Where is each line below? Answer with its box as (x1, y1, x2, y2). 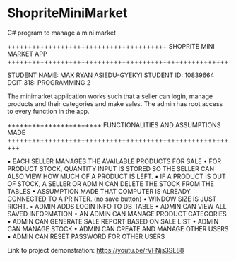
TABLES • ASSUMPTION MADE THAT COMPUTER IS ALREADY (7, 187, 191, 195)
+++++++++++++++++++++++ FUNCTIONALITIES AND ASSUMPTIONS (7, 120, 221, 129)
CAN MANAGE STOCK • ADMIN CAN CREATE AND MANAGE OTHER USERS (7, 224, 229, 233)
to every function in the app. (7, 107, 90, 115)
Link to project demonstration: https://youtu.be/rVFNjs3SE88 (7, 245, 184, 254)
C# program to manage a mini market (7, 28, 117, 37)
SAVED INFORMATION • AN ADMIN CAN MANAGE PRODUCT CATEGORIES (7, 209, 228, 218)
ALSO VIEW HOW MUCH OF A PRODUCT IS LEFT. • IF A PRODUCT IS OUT (7, 172, 226, 180)
